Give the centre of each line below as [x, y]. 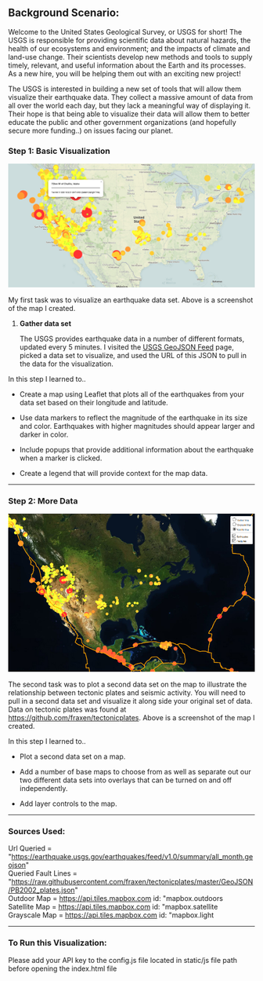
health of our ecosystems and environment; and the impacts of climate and [129, 48]
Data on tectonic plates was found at [67, 709]
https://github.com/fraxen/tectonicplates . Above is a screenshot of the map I [131, 718]
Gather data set [45, 323]
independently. [43, 789]
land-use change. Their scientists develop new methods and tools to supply [130, 57]
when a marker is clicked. [61, 458]
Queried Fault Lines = [43, 873]
